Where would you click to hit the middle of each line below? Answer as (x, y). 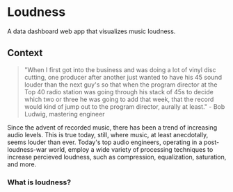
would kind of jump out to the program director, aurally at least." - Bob (124, 106)
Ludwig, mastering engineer (64, 114)
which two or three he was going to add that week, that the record (119, 99)
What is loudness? (39, 182)
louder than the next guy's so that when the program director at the (121, 85)
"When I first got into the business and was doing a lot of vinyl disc (120, 69)
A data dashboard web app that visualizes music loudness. (91, 31)
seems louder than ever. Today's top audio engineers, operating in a (105, 142)
